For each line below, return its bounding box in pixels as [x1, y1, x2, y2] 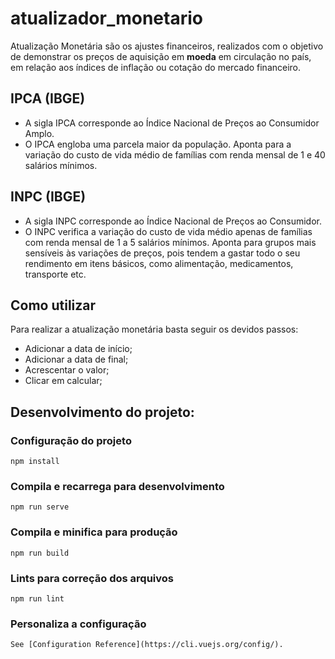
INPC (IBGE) [10, 188, 87, 206]
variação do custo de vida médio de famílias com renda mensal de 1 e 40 [24, 148, 326, 161]
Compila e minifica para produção [10, 525, 178, 539]
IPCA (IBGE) [10, 90, 86, 107]
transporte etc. [24, 268, 87, 280]
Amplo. [24, 127, 55, 139]
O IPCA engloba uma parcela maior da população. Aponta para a [24, 138, 292, 150]
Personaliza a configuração [10, 617, 147, 631]
